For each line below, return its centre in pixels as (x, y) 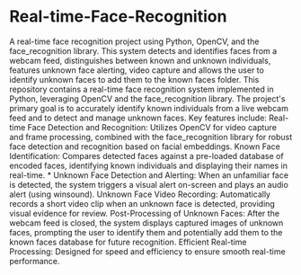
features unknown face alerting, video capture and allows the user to (137, 70)
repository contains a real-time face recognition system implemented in (142, 89)
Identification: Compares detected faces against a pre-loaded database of (147, 155)
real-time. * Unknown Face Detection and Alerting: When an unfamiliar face (149, 175)
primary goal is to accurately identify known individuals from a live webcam (149, 108)
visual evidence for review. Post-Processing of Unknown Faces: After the (145, 213)
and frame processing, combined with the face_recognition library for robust (151, 137)
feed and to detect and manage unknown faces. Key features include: (138, 118)
